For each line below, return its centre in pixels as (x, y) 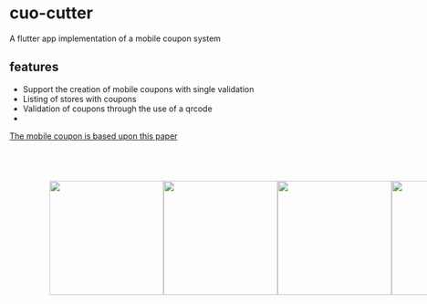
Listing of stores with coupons (79, 99)
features (34, 67)
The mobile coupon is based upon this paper (94, 136)
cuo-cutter (52, 13)
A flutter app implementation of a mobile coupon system (115, 38)
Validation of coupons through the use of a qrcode (117, 109)
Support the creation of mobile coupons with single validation (138, 89)
